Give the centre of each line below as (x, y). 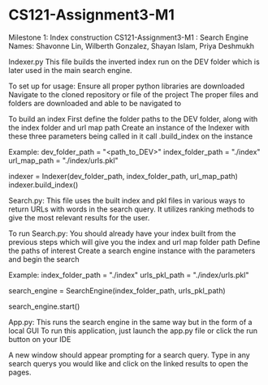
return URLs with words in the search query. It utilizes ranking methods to (131, 209)
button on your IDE (40, 339)
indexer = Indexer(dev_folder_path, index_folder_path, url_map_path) (123, 176)
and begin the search (44, 259)
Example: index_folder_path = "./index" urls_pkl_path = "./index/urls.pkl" (129, 275)
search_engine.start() (44, 306)
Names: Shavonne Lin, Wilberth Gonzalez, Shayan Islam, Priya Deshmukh (131, 45)
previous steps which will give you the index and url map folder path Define (134, 242)
